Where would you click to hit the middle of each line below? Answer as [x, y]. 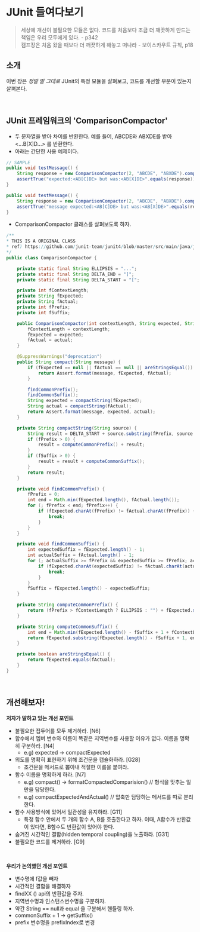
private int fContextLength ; [53, 290]
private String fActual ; [48, 302]
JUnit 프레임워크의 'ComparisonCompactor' [87, 121]
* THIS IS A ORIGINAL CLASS [41, 241]
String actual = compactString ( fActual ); [80, 406]
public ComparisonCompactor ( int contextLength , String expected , [100, 323]
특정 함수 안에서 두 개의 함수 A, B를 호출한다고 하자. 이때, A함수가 [99, 819]
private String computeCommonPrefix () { [68, 605]
